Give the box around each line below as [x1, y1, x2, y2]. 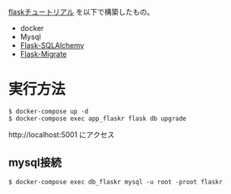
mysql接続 [8, 156, 62, 170]
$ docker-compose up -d [8, 107, 89, 115]
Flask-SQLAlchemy [19, 41, 85, 50]
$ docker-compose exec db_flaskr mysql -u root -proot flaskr [8, 178, 223, 186]
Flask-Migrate [19, 50, 67, 58]
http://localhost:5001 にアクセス [8, 129, 115, 140]
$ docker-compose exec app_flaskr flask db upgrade [8, 114, 186, 123]
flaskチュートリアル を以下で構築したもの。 [8, 7, 155, 16]
